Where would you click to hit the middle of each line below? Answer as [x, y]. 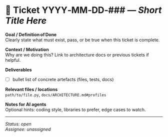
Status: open [18, 124]
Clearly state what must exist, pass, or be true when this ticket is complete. [82, 40]
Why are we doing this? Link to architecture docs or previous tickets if [77, 55]
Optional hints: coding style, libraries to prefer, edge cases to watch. [75, 110]
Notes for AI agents [26, 104]
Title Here [26, 21]
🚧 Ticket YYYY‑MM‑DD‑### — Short [83, 10]
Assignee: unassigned [28, 129]
